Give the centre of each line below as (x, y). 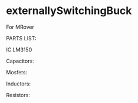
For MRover (20, 27)
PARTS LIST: (21, 38)
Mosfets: (17, 72)
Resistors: (18, 95)
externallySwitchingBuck (69, 11)
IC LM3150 (19, 49)
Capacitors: (20, 61)
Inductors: (18, 84)
